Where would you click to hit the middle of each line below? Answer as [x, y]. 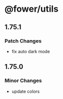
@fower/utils [31, 9]
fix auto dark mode [31, 51]
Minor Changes [23, 80]
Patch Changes [23, 41]
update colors [26, 91]
